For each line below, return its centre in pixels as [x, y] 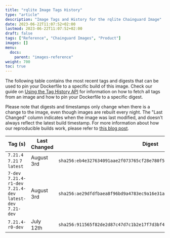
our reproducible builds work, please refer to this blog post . [67, 128]
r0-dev [16, 227]
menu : [11, 48]
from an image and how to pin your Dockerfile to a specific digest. [74, 97]
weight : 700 [18, 62]
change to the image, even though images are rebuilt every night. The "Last [84, 112]
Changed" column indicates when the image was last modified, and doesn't [84, 117]
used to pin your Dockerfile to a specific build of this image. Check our [79, 86]
